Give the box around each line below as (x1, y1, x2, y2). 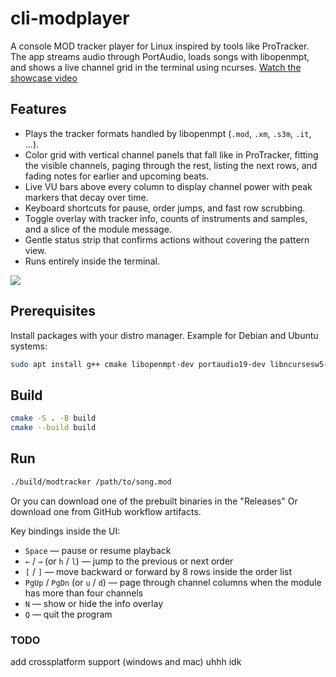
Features (10, 101, 67, 118)
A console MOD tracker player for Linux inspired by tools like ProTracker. (10, 40, 310, 52)
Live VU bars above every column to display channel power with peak (24, 180, 313, 192)
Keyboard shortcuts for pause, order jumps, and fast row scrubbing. (24, 202, 306, 214)
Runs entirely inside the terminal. (24, 255, 160, 267)
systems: (10, 340, 48, 352)
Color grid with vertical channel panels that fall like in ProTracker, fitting (24, 148, 319, 161)
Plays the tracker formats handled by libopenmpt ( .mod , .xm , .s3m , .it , (24, 127, 312, 139)
